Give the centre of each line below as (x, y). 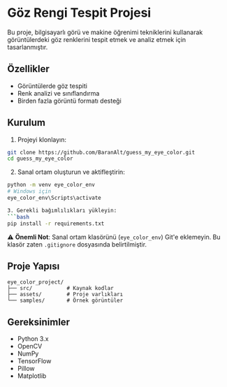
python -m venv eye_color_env (51, 185)
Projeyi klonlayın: (42, 139)
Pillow (26, 369)
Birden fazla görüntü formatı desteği (69, 101)
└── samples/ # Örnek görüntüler (65, 301)
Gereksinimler (39, 322)
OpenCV (30, 346)
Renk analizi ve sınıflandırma (58, 93)
